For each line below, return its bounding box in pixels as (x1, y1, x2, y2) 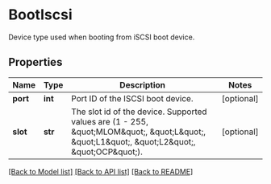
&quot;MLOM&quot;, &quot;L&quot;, (71, 126, 206, 137)
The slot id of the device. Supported (71, 106, 207, 117)
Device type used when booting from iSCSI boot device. (8, 32, 195, 42)
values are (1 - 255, (71, 116, 149, 127)
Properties (8, 55, 63, 69)
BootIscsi (8, 6, 73, 24)
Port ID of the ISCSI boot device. (71, 92, 194, 104)
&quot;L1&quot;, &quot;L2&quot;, (71, 136, 196, 147)
